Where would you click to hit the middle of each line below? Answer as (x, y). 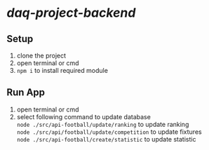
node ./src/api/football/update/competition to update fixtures (109, 132)
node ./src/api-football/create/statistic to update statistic (106, 139)
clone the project (41, 55)
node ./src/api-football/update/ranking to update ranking (103, 124)
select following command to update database (84, 116)
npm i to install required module (62, 70)
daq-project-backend (71, 13)
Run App (26, 93)
